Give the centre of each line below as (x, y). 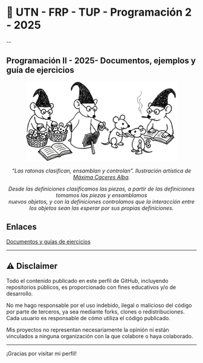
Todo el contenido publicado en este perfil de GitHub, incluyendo (87, 280)
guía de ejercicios (40, 70)
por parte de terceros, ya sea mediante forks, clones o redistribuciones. (96, 311)
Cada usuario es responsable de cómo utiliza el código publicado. (89, 318)
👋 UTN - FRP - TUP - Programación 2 (99, 12)
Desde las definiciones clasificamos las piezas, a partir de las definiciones (101, 189)
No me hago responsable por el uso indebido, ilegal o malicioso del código (99, 305)
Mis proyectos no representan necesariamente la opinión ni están (88, 330)
